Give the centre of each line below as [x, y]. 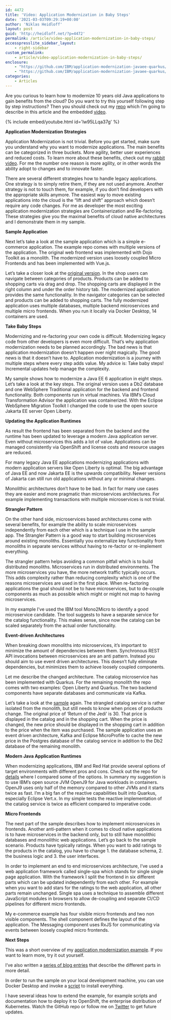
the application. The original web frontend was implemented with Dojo [79, 252]
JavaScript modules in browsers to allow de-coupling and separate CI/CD [82, 898]
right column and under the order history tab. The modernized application [83, 289]
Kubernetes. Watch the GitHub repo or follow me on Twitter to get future [81, 1006]
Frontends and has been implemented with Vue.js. [58, 263]
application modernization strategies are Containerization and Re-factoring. [84, 211]
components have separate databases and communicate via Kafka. [76, 693]
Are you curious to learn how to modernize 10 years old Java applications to [85, 95]
